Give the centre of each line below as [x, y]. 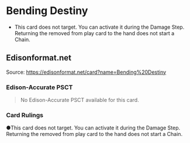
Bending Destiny [47, 11]
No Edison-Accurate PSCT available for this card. [80, 100]
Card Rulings [25, 115]
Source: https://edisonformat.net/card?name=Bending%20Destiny [86, 72]
